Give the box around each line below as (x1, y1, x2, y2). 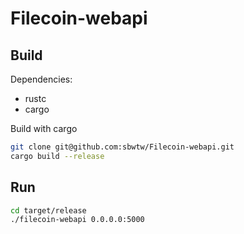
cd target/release (10, 205, 87, 216)
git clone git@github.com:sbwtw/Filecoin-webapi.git (10, 142, 235, 152)
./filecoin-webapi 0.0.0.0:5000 (10, 215, 145, 225)
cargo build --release (10, 151, 105, 161)
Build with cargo (10, 123, 78, 134)
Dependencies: (10, 73, 73, 85)
